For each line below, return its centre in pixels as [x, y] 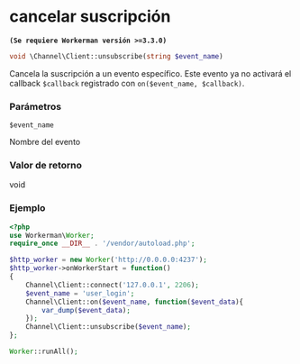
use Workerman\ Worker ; [52, 235]
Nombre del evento [45, 142]
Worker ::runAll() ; [44, 352]
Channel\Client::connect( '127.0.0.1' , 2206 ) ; [113, 285]
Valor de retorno [46, 166]
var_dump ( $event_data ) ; [86, 310]
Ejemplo [27, 208]
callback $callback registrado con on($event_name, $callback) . [127, 83]
